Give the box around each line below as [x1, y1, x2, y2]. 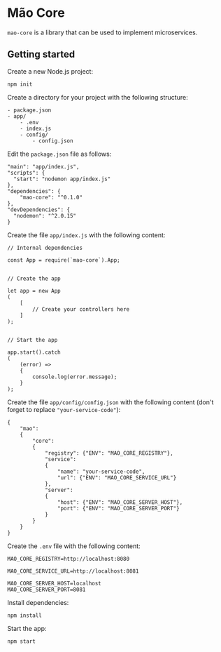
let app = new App [7, 287, 61, 294]
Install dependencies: [7, 598, 69, 606]
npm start [7, 637, 36, 645]
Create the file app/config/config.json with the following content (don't [7, 398, 214, 406]
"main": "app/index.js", [7, 163, 80, 170]
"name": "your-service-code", [57, 468, 145, 475]
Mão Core [7, 5, 65, 21]
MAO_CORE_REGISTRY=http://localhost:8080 [7, 555, 130, 562]
